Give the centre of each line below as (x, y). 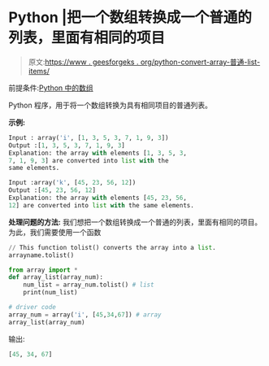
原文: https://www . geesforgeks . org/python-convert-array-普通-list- (144, 62)
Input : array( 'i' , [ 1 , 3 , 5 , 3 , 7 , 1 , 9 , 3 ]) (89, 137)
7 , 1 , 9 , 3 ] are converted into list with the (89, 160)
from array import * (43, 270)
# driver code (33, 307)
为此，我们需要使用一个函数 (55, 232)
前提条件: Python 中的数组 (51, 88)
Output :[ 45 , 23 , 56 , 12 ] (52, 190)
